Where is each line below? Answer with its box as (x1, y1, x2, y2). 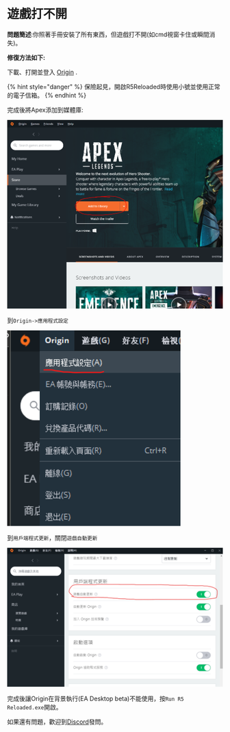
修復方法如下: (7, 53, 46, 62)
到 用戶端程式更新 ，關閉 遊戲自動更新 (7, 533, 98, 542)
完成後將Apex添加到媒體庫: (7, 106, 84, 114)
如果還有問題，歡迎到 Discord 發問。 (7, 718, 107, 726)
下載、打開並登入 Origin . (7, 68, 77, 76)
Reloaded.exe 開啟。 (7, 703, 62, 711)
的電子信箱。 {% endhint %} (7, 91, 87, 99)
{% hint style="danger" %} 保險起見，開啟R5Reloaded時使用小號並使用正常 (7, 82, 220, 91)
